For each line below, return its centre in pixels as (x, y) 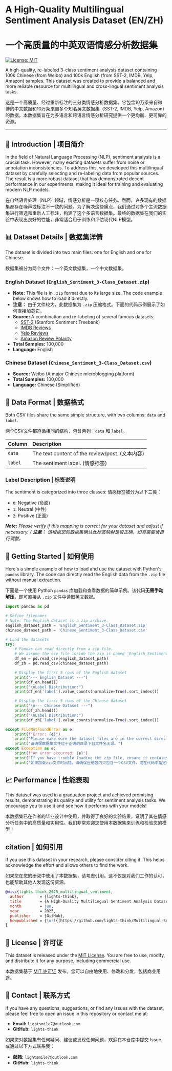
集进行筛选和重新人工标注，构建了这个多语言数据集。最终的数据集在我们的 (84, 213)
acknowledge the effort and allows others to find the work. (67, 865)
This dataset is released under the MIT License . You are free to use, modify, (85, 955)
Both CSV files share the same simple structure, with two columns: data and (85, 415)
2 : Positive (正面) (30, 516)
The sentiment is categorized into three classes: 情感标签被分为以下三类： (83, 492)
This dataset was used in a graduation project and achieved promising (79, 795)
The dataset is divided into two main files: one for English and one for (79, 252)
